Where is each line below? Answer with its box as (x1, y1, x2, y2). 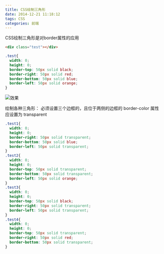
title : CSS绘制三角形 (5, 7, 46, 12)
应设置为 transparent (5, 111, 47, 118)
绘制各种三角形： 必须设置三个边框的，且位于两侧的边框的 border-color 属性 (5, 105, 160, 111)
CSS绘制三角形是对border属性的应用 (5, 35, 80, 41)
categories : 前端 (5, 21, 39, 26)
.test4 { (5, 217, 21, 222)
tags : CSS (5, 16, 26, 21)
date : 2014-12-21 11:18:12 (5, 12, 60, 17)
